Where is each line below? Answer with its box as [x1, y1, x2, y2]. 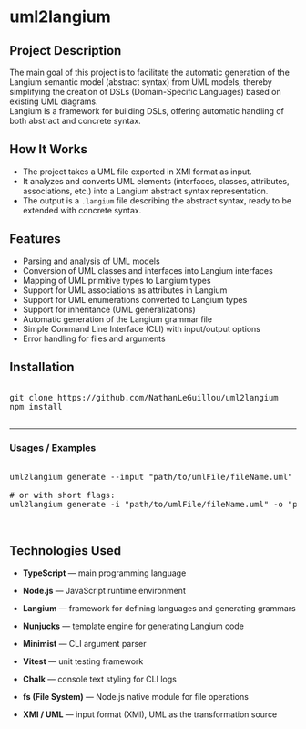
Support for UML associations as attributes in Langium [22, 285, 228, 296]
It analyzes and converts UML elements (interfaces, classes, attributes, [22, 175, 290, 186]
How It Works [9, 141, 88, 157]
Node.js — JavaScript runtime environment [22, 585, 187, 596]
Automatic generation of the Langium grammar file [22, 313, 212, 325]
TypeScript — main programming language [22, 568, 187, 578]
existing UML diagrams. [9, 96, 98, 107]
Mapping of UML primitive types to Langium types [22, 275, 211, 286]
